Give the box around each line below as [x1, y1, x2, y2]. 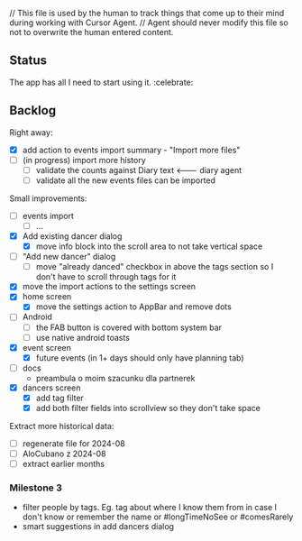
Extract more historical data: [9, 421, 114, 431]
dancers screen [22, 382, 81, 393]
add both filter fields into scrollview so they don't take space [35, 402, 261, 413]
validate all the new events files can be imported [35, 175, 216, 186]
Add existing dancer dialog [22, 231, 123, 242]
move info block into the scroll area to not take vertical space [35, 241, 263, 252]
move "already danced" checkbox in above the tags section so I [35, 261, 274, 272]
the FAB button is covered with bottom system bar [35, 322, 223, 333]
